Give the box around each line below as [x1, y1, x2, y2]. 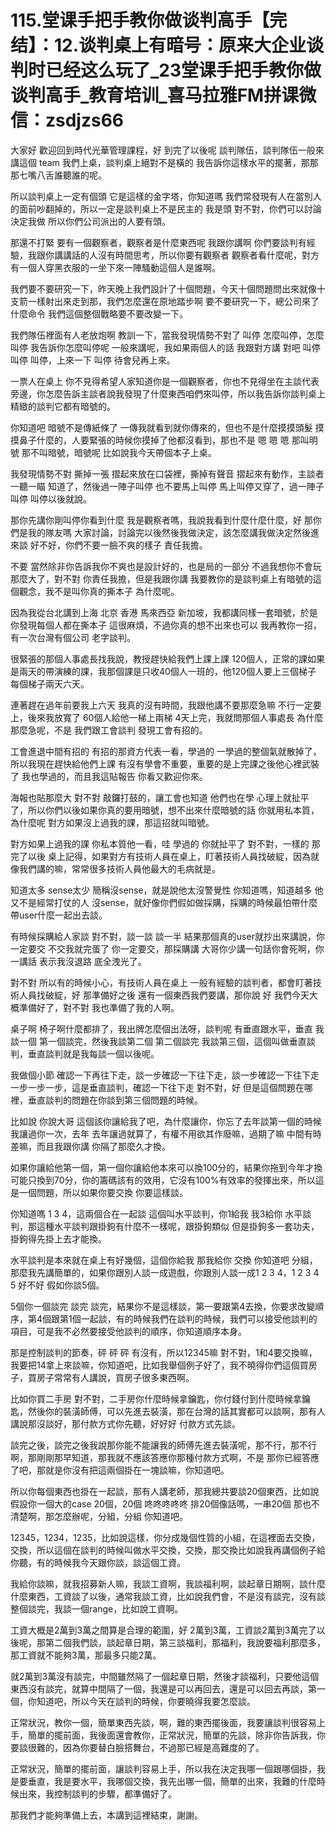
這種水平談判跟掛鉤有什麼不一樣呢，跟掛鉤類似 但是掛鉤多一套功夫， [36, 1220, 320, 1232]
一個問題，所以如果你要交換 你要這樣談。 [18, 1186, 188, 1198]
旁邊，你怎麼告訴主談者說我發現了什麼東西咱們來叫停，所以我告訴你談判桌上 [10, 387, 326, 400]
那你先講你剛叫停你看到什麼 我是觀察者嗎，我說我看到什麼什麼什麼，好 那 [10, 514, 313, 526]
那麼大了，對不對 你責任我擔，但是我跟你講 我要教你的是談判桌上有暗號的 [10, 572, 313, 585]
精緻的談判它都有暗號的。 [10, 400, 116, 412]
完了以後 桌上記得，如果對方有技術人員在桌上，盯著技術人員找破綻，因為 [10, 850, 311, 862]
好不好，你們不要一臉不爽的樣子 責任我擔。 [29, 539, 208, 551]
